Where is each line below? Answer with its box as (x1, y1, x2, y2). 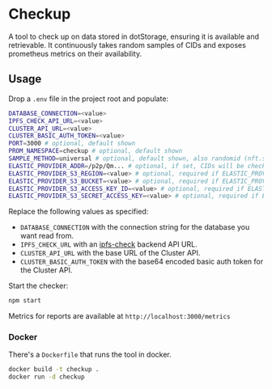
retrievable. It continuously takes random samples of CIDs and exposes (8, 40, 247, 49)
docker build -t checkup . (8, 366, 100, 374)
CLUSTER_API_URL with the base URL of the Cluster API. (19, 248, 201, 258)
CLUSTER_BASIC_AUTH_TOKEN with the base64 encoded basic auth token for (19, 256, 264, 267)
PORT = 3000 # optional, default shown (8, 139, 136, 148)
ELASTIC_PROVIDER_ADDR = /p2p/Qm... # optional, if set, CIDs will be (8, 162, 244, 170)
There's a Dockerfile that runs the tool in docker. (8, 349, 172, 360)
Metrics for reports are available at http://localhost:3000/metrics (8, 311, 231, 321)
